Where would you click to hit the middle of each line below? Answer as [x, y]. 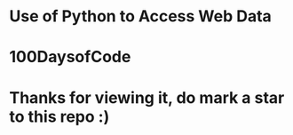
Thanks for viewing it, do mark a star [147, 97]
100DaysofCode [70, 57]
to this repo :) [59, 116]
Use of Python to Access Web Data [141, 16]
